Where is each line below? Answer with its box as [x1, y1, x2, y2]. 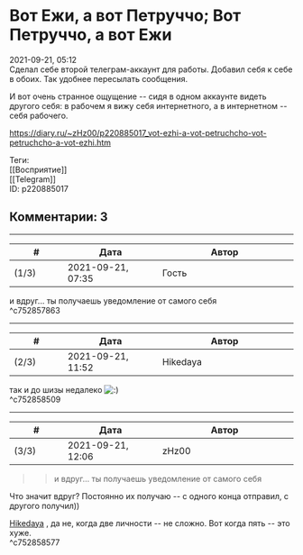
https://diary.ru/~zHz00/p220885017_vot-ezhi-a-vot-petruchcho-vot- [9, 127, 268, 138]
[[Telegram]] [9, 173, 57, 185]
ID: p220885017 [9, 183, 69, 194]
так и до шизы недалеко [9, 384, 103, 395]
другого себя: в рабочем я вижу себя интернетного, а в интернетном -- [9, 100, 288, 111]
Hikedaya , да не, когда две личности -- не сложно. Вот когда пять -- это [9, 517, 290, 528]
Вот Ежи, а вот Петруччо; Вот [9, 5, 242, 26]
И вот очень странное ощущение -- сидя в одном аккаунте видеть [9, 91, 268, 102]
